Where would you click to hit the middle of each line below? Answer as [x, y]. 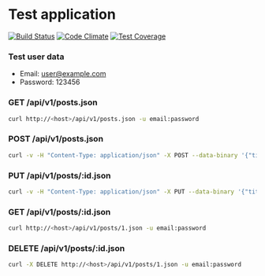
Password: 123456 [50, 82]
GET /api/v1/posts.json [53, 102]
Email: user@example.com [63, 74]
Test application [62, 15]
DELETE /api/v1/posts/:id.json [67, 248]
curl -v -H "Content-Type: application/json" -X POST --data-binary [123, 155]
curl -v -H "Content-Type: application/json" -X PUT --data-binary [121, 191]
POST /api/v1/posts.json [56, 139]
